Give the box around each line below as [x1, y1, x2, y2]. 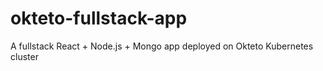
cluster [10, 50, 39, 62]
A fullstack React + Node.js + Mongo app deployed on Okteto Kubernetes [10, 40, 314, 52]
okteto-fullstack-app [10, 7, 188, 30]
